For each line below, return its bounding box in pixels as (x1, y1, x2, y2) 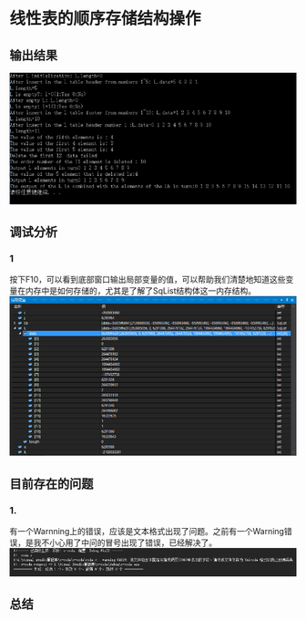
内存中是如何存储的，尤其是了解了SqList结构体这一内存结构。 (25, 285, 257, 296)
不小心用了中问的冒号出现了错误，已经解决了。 (40, 537, 217, 548)
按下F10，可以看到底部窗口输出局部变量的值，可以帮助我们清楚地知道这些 (9, 274, 286, 285)
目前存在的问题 (9, 476, 94, 491)
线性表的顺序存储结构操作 (9, 8, 202, 29)
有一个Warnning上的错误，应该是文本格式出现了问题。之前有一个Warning (9, 526, 285, 537)
